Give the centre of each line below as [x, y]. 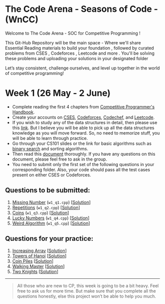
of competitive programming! [35, 73]
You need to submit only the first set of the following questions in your [83, 164]
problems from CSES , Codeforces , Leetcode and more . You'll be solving [80, 53]
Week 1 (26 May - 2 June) [58, 93]
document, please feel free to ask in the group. [59, 159]
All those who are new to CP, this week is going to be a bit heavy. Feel [88, 286]
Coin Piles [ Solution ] [33, 261]
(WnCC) [22, 19]
